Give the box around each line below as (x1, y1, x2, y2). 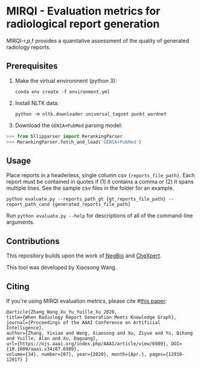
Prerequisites (6, 61, 58, 71)
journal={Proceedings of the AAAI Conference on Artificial (6, 319, 161, 326)
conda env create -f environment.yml (14, 89, 110, 95)
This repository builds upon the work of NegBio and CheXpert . (6, 252, 162, 259)
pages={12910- (149, 351, 185, 357)
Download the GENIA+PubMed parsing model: (14, 121, 123, 129)
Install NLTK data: (14, 99, 59, 106)
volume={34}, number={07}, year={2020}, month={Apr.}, (6, 351, 147, 357)
